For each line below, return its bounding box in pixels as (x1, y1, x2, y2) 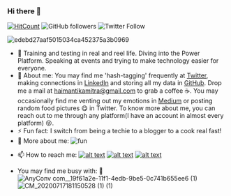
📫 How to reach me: (17, 151, 77, 159)
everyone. (17, 64, 47, 73)
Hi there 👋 (7, 6, 42, 16)
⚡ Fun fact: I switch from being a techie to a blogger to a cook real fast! (17, 127, 222, 135)
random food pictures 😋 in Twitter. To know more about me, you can (17, 104, 216, 112)
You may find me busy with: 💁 (17, 167, 103, 175)
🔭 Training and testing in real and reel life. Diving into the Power (17, 49, 200, 58)
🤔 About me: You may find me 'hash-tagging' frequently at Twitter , (17, 71, 209, 80)
